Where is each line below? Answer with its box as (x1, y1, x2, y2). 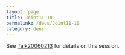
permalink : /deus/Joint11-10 (6, 20, 80, 26)
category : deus (6, 25, 45, 32)
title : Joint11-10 (6, 15, 53, 21)
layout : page (6, 8, 39, 15)
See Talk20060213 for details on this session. (6, 42, 120, 50)
